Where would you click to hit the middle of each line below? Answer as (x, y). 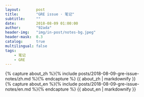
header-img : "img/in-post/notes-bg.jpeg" (51, 32)
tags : (11, 50)
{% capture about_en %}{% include (41, 84)
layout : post (25, 10)
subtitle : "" (23, 19)
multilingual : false (26, 46)
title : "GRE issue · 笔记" (40, 14)
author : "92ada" (28, 28)
